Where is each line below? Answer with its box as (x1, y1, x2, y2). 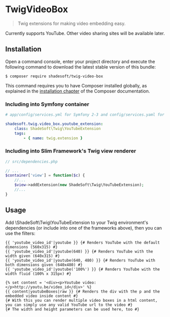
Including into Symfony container (5, 101, 90, 108)
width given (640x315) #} (5, 253, 60, 259)
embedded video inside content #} (5, 293, 79, 298)
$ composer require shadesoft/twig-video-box (5, 74, 103, 79)
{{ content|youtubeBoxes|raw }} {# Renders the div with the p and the (5, 289, 160, 294)
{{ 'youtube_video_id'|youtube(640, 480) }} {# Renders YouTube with (5, 258, 156, 263)
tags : (14, 131, 26, 136)
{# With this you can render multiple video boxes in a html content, (5, 298, 158, 303)
